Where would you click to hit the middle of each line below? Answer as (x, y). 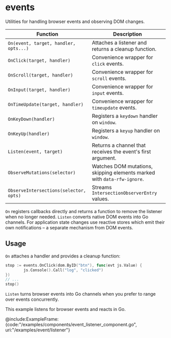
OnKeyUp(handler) (29, 134)
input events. (108, 93)
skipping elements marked (123, 172)
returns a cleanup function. (124, 49)
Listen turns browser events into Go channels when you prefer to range (81, 294)
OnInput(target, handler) (39, 90)
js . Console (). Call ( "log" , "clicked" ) (63, 270)
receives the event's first (121, 151)
